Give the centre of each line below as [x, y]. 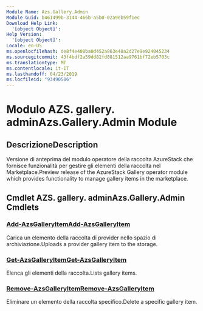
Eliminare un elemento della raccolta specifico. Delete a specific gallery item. [102, 302]
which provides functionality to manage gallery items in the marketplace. [97, 179]
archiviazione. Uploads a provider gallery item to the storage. [82, 244]
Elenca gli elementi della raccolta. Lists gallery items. [72, 273]
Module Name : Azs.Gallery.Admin [47, 12]
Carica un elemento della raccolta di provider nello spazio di [81, 238]
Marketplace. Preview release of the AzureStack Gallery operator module [97, 172]
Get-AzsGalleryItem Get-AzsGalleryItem [67, 259]
